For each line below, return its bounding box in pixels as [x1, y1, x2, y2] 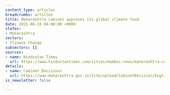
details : [5, 64, 24, 69]
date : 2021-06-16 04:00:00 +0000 [5, 21, 76, 27]
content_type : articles [5, 7, 56, 13]
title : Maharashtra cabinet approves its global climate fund [5, 17, 139, 22]
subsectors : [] [5, 45, 37, 50]
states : [5, 26, 22, 31]
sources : [5, 50, 24, 55]
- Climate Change [5, 40, 42, 45]
